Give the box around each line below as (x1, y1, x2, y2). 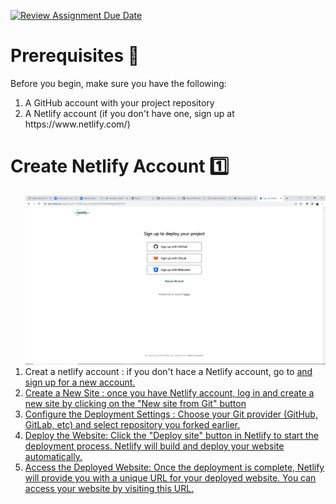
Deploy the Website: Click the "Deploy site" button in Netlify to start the (24, 429, 319, 441)
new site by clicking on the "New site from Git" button (24, 397, 247, 409)
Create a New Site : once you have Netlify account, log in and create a (24, 386, 315, 399)
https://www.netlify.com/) (24, 118, 131, 130)
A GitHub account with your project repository (24, 96, 215, 109)
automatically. (24, 450, 83, 462)
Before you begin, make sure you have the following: (10, 77, 227, 89)
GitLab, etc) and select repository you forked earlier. (24, 418, 241, 430)
